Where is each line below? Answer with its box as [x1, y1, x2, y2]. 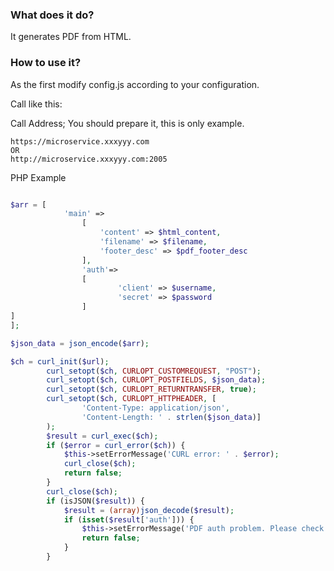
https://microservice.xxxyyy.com [10, 136, 150, 147]
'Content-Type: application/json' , [81, 403, 230, 413]
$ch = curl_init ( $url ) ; [10, 356, 110, 367]
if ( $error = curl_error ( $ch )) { [46, 440, 186, 450]
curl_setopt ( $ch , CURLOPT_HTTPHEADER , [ [46, 394, 217, 404]
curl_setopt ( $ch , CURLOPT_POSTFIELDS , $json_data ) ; [46, 375, 267, 385]
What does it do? [10, 8, 95, 22]
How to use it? [10, 56, 82, 70]
